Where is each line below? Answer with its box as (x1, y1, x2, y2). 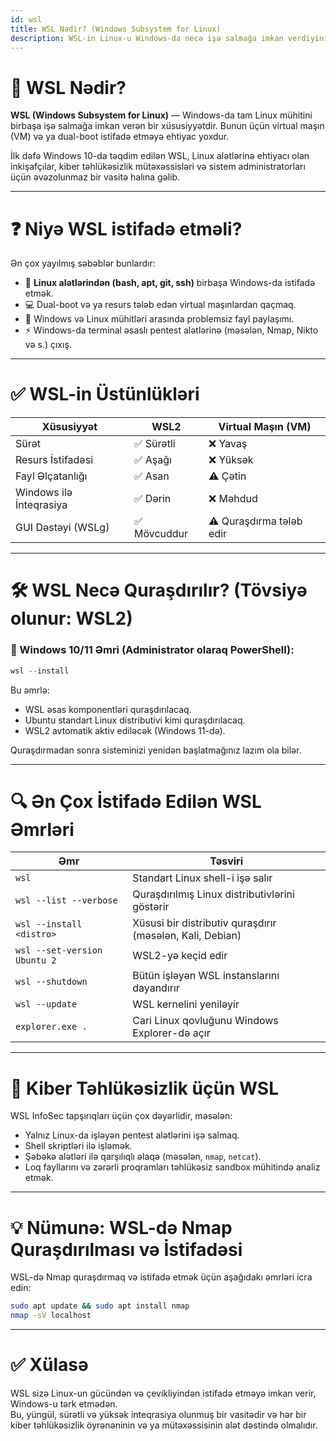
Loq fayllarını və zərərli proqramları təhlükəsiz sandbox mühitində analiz (24, 1161, 321, 1173)
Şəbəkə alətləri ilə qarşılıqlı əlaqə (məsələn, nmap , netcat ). (24, 1151, 262, 1163)
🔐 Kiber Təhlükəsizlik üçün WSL (10, 1077, 280, 1100)
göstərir (132, 900, 170, 914)
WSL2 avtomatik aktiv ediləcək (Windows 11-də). (24, 724, 226, 736)
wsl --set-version (15, 945, 103, 956)
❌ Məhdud (208, 492, 258, 506)
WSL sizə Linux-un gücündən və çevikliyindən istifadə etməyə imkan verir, (10, 1387, 317, 1400)
